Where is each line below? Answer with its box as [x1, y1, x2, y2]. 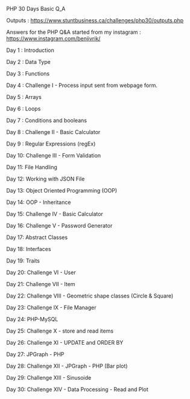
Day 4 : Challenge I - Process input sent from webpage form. [6, 81, 158, 89]
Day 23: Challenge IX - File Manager [6, 304, 97, 311]
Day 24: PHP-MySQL [6, 316, 59, 322]
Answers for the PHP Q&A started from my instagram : [6, 28, 141, 36]
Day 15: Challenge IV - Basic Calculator [6, 211, 104, 217]
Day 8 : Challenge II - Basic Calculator [6, 129, 101, 135]
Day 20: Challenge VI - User [6, 269, 77, 276]
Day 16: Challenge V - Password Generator [6, 222, 113, 229]
